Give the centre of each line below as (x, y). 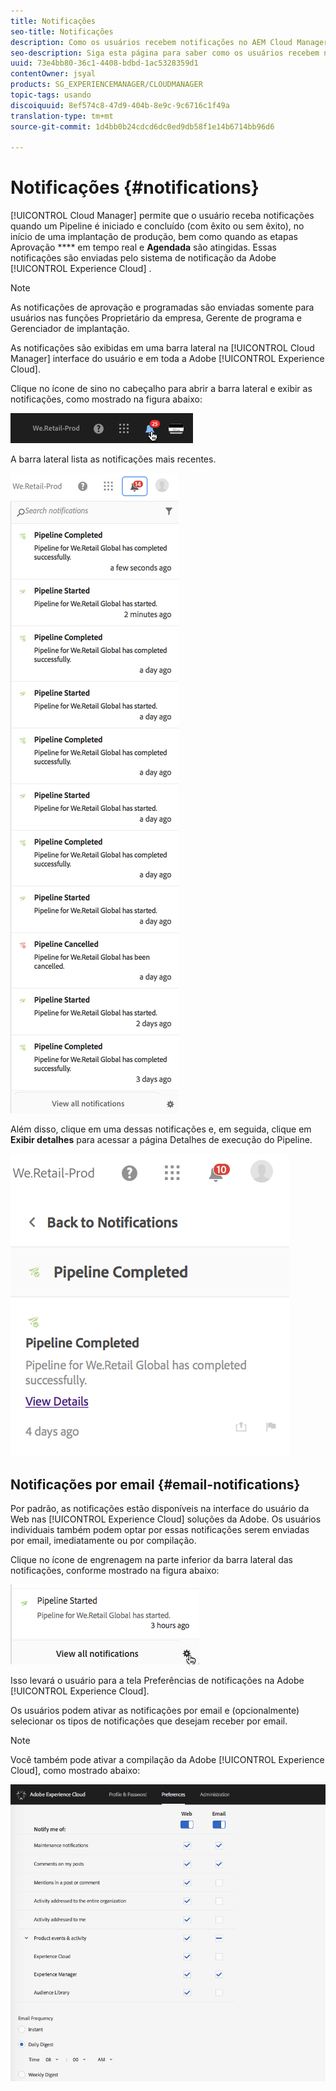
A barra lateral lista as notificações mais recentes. (113, 459)
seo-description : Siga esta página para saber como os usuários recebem (165, 53)
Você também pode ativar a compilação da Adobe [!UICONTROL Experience (167, 1759)
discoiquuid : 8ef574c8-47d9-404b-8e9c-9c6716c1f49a (120, 105)
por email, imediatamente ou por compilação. (103, 1540)
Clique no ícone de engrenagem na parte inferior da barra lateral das (151, 1559)
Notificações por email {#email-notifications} (155, 1484)
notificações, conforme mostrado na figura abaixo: (115, 1570)
